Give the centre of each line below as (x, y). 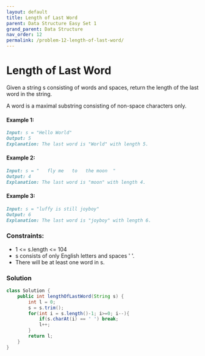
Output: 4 (19, 176)
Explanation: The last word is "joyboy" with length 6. (79, 220)
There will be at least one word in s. (60, 262)
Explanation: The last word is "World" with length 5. (77, 144)
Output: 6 (19, 214)
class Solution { (28, 291)
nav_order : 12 (24, 35)
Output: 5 (19, 139)
